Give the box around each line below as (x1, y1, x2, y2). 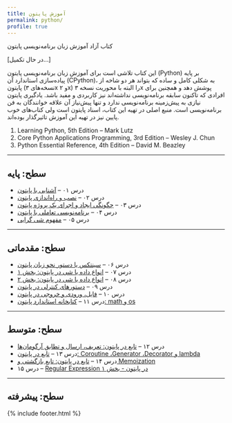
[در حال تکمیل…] (7, 55, 51, 64)
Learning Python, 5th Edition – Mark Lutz (17, 126, 133, 135)
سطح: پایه (7, 168, 46, 179)
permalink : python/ (7, 17, 64, 24)
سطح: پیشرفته (7, 390, 64, 402)
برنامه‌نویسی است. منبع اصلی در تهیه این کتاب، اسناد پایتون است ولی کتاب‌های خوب (7, 105, 222, 114)
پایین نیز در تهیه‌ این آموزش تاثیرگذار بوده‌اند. (7, 113, 119, 121)
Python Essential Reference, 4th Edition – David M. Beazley (17, 141, 186, 150)
